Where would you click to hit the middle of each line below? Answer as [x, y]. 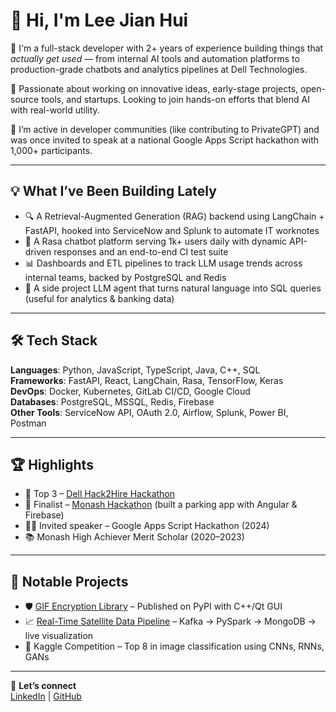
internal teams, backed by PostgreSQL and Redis [125, 277]
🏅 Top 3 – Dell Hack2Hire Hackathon [100, 494]
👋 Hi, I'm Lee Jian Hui [99, 20]
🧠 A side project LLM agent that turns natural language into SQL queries [173, 288]
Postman [28, 423]
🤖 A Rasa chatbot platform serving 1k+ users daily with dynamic [156, 241]
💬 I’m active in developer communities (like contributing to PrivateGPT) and [165, 129]
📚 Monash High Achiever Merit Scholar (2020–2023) [134, 537]
